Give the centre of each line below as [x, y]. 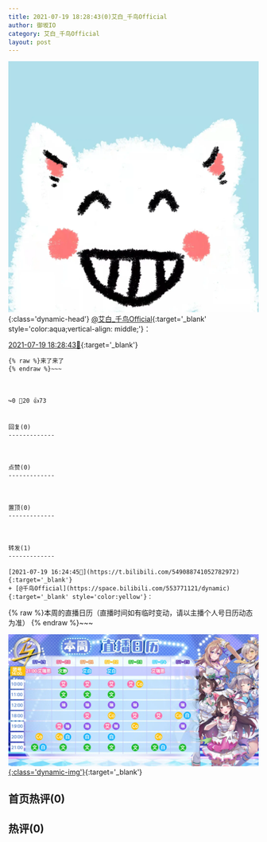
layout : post [30, 42]
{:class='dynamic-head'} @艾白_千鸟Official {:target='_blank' [107, 319]
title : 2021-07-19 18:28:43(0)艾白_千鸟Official [88, 17]
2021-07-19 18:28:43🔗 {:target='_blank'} [73, 345]
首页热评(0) [37, 799]
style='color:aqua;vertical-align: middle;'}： [79, 329]
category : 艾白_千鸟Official [54, 33]
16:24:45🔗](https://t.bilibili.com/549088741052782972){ [145, 572]
